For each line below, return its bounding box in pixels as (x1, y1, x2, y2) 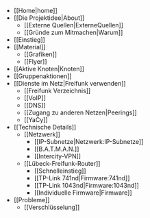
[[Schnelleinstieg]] (34, 167, 87, 175)
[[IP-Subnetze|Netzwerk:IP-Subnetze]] (34, 138, 144, 145)
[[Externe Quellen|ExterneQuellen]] (23, 21, 124, 29)
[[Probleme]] (13, 196, 50, 204)
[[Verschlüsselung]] (23, 203, 80, 211)
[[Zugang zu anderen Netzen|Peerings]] (23, 108, 137, 117)
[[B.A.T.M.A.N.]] (34, 145, 79, 153)
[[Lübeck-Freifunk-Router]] (23, 160, 101, 167)
